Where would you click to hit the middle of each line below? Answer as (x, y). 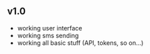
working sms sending (48, 35)
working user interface (50, 28)
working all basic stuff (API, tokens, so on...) (80, 43)
